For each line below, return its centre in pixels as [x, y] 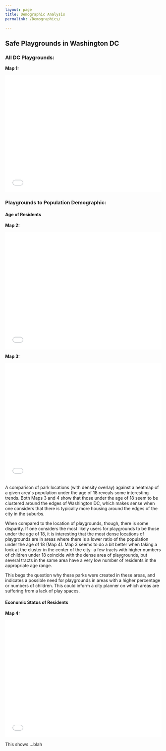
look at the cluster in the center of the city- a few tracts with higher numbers [83, 550]
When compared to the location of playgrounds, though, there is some [77, 523]
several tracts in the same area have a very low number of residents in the [81, 560]
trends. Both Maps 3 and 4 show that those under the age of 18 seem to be [82, 498]
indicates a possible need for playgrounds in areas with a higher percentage [83, 580]
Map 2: [12, 226]
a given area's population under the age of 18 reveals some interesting [77, 493]
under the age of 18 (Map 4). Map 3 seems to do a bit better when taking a [81, 545]
